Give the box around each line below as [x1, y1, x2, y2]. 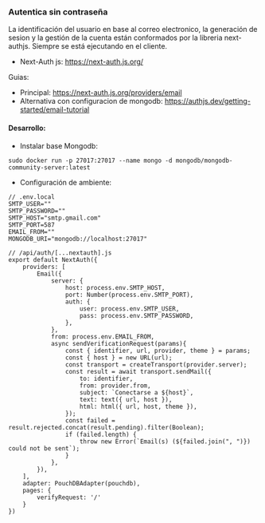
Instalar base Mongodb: [19, 141, 98, 150]
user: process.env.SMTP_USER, [79, 304, 180, 313]
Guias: [8, 73, 29, 82]
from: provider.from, [79, 382, 151, 390]
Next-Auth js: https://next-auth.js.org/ [19, 57, 144, 66]
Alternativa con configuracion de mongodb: [19, 97, 163, 106]
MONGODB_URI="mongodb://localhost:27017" [8, 235, 148, 243]
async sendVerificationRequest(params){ [50, 339, 187, 347]
